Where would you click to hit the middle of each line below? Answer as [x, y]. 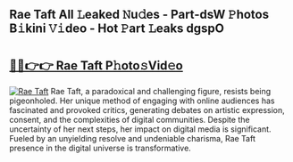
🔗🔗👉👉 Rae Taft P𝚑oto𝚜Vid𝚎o [96, 65]
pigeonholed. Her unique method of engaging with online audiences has [142, 101]
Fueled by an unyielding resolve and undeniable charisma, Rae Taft [133, 138]
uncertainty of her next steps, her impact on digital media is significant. [140, 129]
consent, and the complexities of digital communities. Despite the [130, 120]
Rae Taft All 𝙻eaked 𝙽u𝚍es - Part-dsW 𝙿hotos [139, 15]
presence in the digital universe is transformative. [100, 148]
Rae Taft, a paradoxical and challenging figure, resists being [161, 91]
